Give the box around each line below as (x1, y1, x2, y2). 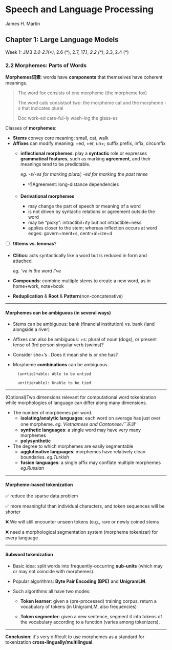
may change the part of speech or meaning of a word (28, 203, 141, 209)
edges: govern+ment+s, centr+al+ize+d (28, 230, 113, 237)
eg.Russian (20, 465, 45, 471)
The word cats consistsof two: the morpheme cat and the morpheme (17, 100, 163, 106)
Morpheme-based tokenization (5, 481, 73, 488)
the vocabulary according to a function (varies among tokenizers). (20, 619, 160, 625)
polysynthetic (20, 438, 51, 444)
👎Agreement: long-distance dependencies (28, 181, 119, 187)
